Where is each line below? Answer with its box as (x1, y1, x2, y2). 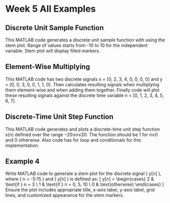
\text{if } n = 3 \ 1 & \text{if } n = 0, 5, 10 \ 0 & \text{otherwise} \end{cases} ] (5, 182, 164, 188)
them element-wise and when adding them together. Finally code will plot (5, 87, 160, 93)
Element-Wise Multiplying (5, 62, 90, 71)
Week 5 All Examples (5, 3, 96, 15)
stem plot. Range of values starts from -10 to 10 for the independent (5, 42, 148, 48)
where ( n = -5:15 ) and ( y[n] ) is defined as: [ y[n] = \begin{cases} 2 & (5, 176, 154, 182)
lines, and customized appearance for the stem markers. (5, 192, 124, 198)
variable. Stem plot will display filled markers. (5, 48, 101, 54)
